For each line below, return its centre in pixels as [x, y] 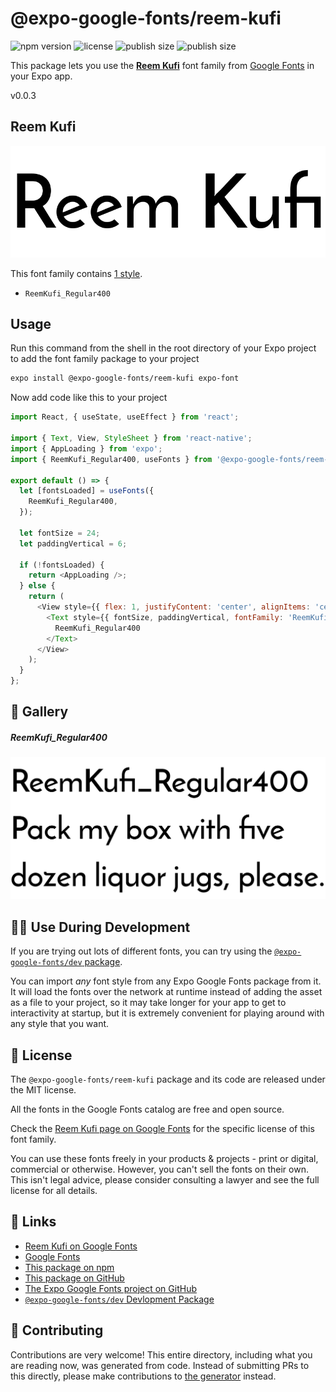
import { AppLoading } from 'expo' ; [86, 448]
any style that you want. [60, 1024]
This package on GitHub [74, 1278]
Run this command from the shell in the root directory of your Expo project [163, 348]
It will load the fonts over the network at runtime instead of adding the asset [166, 992]
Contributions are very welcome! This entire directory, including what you [161, 1354]
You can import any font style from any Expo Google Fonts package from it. [166, 981]
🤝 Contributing [57, 1330]
